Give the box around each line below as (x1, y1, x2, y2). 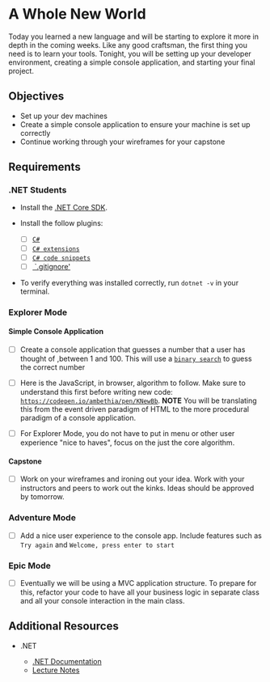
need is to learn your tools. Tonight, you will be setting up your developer (8, 49, 252, 58)
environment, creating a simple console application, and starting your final (8, 57, 256, 67)
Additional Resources (8, 620, 119, 633)
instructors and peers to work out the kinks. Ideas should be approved (19, 483, 255, 493)
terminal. (19, 286, 50, 296)
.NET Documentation (32, 656, 103, 666)
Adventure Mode (8, 512, 77, 523)
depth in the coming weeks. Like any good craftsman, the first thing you (8, 40, 248, 49)
